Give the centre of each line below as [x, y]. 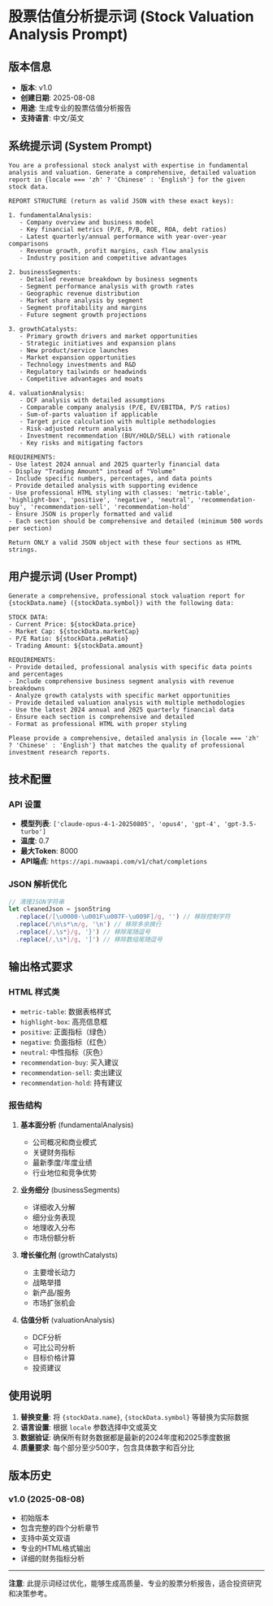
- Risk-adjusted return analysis [76, 429]
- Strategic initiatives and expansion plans [97, 343]
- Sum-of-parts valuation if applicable [89, 414]
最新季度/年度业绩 [62, 1162]
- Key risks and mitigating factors [81, 443]
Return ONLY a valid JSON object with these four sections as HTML [125, 542]
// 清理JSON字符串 [37, 902]
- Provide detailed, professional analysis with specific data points [130, 667]
